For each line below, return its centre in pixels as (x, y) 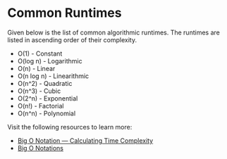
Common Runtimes (65, 13)
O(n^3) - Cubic (39, 91)
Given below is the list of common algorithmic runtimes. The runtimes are (114, 32)
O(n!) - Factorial (41, 106)
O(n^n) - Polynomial (47, 113)
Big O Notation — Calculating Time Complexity (85, 140)
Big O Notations (40, 148)
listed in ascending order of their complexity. (72, 39)
